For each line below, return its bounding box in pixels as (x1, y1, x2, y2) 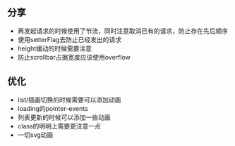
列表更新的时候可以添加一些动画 (17, 113, 111, 121)
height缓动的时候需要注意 (17, 44, 92, 53)
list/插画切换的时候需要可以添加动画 (17, 95, 121, 104)
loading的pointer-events (17, 104, 88, 112)
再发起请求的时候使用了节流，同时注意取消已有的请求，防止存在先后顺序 (17, 27, 228, 35)
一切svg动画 (17, 131, 54, 139)
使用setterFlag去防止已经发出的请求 (17, 35, 122, 44)
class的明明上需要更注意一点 (17, 121, 101, 130)
